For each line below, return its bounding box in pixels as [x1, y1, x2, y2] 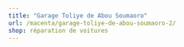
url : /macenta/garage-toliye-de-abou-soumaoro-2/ [8, 19, 177, 27]
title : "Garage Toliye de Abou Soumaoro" [8, 11, 148, 20]
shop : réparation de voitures [8, 26, 109, 34]
